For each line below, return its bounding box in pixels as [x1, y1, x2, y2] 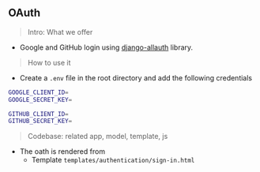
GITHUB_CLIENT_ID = [8, 110, 69, 118]
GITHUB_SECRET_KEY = [8, 118, 73, 125]
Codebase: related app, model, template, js [27, 132, 168, 141]
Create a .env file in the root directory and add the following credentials [19, 73, 253, 82]
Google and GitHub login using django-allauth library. [19, 43, 194, 52]
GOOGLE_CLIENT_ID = [8, 88, 69, 96]
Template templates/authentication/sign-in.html [31, 155, 195, 165]
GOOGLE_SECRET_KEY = [8, 95, 73, 103]
